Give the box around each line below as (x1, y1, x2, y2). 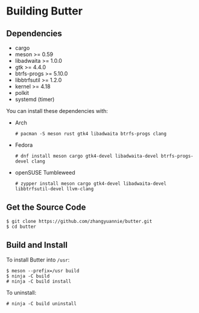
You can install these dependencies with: (6, 108, 109, 114)
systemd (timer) (14, 95, 55, 103)
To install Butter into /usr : (6, 256, 70, 263)
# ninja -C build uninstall (6, 300, 77, 306)
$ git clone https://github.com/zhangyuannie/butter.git (6, 218, 153, 224)
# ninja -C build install (6, 278, 71, 285)
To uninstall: (6, 289, 37, 296)
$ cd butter (6, 224, 36, 230)
